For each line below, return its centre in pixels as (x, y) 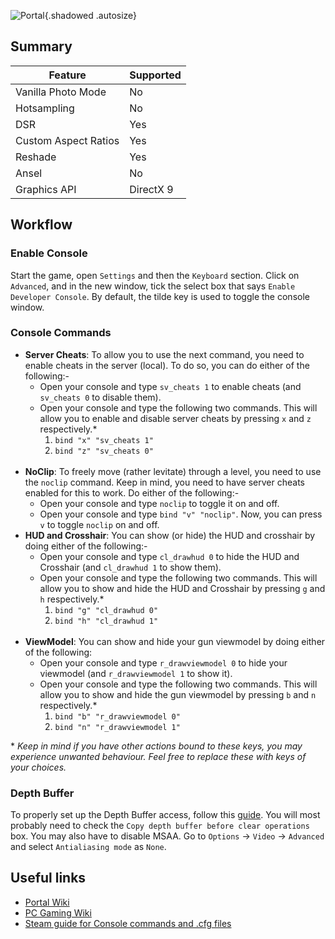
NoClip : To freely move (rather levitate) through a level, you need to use (173, 471)
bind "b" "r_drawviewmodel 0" (117, 716)
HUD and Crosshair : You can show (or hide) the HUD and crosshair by (170, 535)
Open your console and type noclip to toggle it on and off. (159, 503)
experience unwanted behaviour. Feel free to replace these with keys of (158, 756)
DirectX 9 (151, 189)
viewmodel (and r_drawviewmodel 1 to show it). (136, 673)
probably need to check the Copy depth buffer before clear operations (160, 826)
